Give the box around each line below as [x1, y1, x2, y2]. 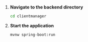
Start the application [10, 22, 54, 29]
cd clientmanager [10, 14, 47, 19]
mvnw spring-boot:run [10, 32, 55, 37]
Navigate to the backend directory [10, 4, 83, 10]
